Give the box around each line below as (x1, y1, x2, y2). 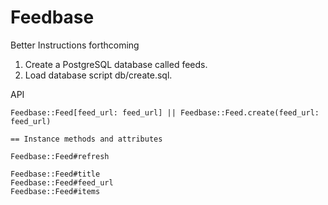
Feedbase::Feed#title (10, 169, 101, 179)
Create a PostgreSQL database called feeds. (24, 58, 208, 70)
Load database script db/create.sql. (24, 69, 173, 81)
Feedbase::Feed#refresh (10, 151, 110, 161)
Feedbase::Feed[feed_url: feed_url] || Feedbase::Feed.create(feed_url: (10, 107, 320, 118)
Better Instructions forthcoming (10, 39, 140, 51)
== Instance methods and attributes (10, 134, 163, 144)
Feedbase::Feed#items (10, 186, 101, 196)
